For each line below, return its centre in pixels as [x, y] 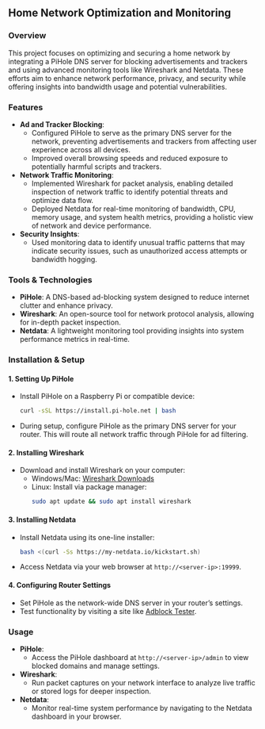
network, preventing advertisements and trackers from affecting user [144, 141]
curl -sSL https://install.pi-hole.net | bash [98, 411]
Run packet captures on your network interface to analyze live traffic [143, 682]
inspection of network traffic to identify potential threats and [129, 192]
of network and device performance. [91, 225]
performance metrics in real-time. [75, 340]
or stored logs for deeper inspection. [91, 691]
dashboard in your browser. [76, 716]
